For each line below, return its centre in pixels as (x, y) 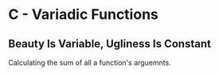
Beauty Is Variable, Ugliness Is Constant (109, 44)
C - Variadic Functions (84, 15)
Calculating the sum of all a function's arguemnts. (90, 62)
